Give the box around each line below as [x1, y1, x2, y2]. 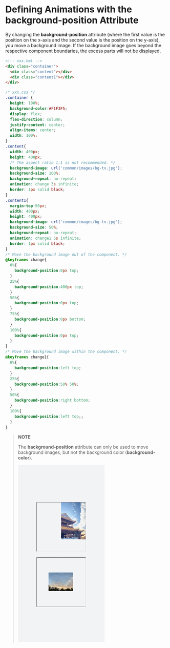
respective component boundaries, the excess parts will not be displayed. [5, 48, 161, 54]
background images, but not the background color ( [17, 449, 127, 455]
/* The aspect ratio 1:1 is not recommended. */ [10, 160, 116, 165]
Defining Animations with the [5, 4, 132, 15]
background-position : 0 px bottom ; [14, 317, 86, 322]
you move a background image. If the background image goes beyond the [5, 42, 162, 48]
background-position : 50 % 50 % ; [14, 382, 79, 387]
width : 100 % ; [10, 133, 38, 138]
